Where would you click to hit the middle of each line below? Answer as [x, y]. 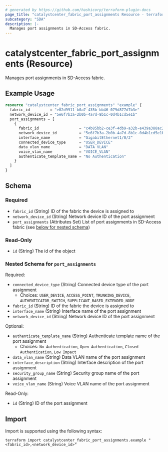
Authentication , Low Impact [48, 352]
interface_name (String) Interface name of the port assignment [77, 311]
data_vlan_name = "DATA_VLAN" [63, 147]
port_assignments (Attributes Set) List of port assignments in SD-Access [87, 221]
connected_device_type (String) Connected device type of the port [80, 285]
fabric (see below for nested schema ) [51, 227]
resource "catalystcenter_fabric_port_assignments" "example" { [73, 105]
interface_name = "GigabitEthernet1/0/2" [76, 138]
